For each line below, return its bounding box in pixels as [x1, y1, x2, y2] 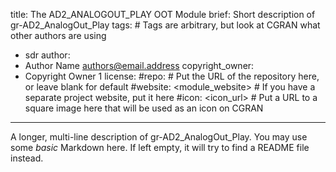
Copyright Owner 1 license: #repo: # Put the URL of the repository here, [24, 70, 320, 82]
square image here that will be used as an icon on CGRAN [24, 102, 264, 114]
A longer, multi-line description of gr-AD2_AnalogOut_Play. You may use [10, 131, 308, 143]
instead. [10, 152, 44, 164]
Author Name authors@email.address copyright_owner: [24, 60, 255, 71]
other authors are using [10, 30, 107, 41]
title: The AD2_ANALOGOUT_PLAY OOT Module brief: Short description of [10, 9, 316, 20]
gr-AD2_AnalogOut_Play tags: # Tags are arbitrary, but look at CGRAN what [10, 19, 321, 31]
